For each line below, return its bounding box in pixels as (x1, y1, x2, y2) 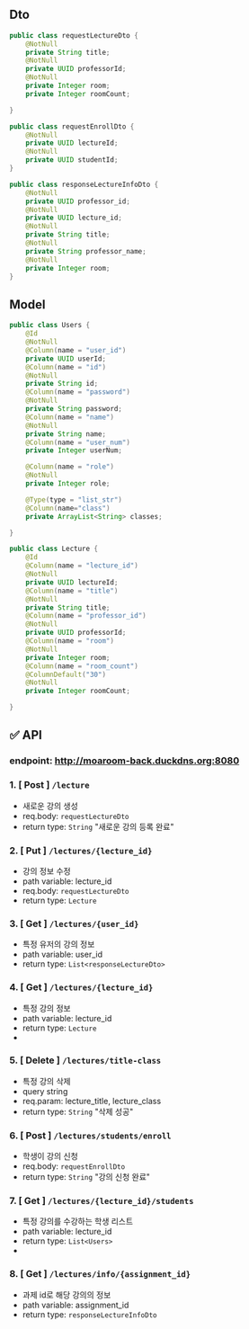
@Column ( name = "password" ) (25, 388, 130, 397)
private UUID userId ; (25, 354, 106, 363)
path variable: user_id (22, 949, 103, 960)
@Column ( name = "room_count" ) (25, 661, 139, 671)
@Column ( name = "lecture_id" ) (25, 561, 139, 570)
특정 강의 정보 (22, 1003, 71, 1013)
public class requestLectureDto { (9, 31, 139, 40)
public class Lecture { (9, 544, 99, 554)
